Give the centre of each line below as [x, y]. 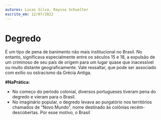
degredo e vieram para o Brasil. [44, 97]
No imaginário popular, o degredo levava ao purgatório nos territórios [82, 102]
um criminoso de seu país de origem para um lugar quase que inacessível [80, 62]
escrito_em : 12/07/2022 [29, 14]
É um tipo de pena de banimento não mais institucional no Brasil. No [74, 52]
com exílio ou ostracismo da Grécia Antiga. [48, 73]
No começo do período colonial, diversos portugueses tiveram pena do [84, 92]
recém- [138, 107]
